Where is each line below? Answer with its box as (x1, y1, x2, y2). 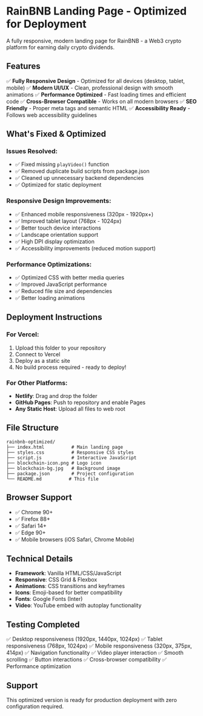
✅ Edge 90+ (15, 529, 47, 536)
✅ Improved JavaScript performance (15, 280, 107, 288)
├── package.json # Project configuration (6, 471, 135, 477)
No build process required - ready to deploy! (15, 363, 127, 371)
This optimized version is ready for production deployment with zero (6, 697, 178, 704)
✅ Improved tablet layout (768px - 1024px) (15, 217, 122, 225)
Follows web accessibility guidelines (6, 111, 97, 119)
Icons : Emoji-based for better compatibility (15, 589, 123, 596)
